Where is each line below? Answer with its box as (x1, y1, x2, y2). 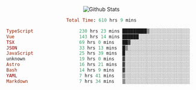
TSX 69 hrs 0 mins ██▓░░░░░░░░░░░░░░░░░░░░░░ (6, 39, 190, 45)
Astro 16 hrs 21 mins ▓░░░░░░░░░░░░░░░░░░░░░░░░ (6, 62, 190, 68)
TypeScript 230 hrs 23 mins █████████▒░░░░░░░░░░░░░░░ (6, 28, 190, 34)
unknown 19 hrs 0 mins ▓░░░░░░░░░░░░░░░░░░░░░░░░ (6, 56, 190, 62)
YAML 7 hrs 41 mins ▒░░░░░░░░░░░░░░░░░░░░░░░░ (6, 73, 190, 79)
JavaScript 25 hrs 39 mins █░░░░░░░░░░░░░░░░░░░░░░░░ (6, 50, 190, 56)
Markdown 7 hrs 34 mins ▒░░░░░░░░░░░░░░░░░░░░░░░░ (6, 78, 190, 84)
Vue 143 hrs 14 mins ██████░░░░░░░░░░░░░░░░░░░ (6, 34, 190, 40)
